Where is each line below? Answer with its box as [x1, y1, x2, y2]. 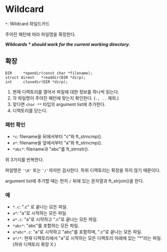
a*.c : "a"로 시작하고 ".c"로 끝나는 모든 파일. [12, 216, 98, 222]
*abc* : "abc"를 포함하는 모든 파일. [12, 222, 79, 228]
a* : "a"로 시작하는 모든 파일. [12, 210, 67, 216]
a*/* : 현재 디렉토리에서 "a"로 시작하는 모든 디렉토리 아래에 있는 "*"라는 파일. [12, 235, 162, 241]
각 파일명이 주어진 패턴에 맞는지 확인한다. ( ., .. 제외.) [12, 95, 119, 101]
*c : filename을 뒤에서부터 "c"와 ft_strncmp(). [12, 133, 102, 139]
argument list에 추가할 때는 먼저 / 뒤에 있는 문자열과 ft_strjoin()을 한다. [5, 178, 144, 184]
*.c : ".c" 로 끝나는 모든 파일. [12, 204, 68, 210]
